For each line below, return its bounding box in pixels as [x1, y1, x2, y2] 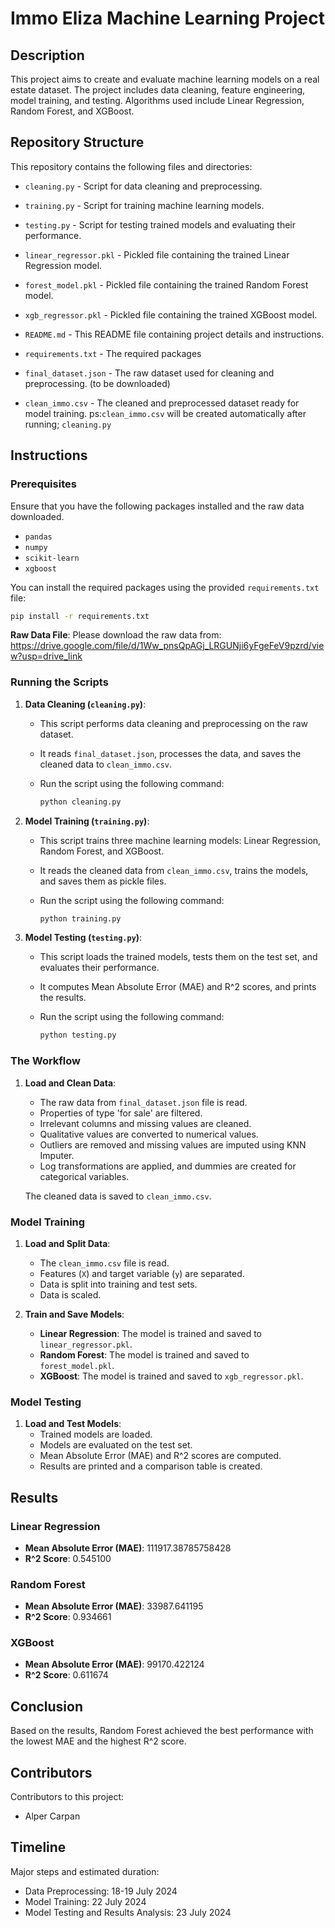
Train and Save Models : [24, 1308, 125, 1320]
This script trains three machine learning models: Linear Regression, [39, 834, 322, 846]
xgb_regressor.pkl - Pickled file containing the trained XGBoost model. [24, 308, 318, 321]
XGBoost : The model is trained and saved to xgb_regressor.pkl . [39, 1370, 304, 1382]
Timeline [10, 1839, 67, 1856]
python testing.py [39, 1030, 117, 1041]
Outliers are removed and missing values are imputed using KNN [39, 1138, 307, 1151]
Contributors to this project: [10, 1791, 125, 1803]
